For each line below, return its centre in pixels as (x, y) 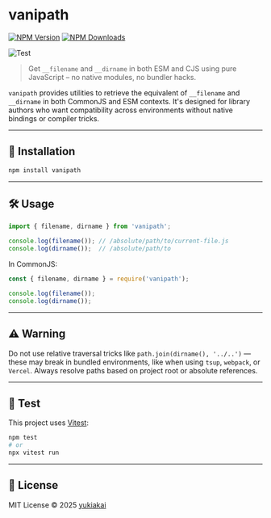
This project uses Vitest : (48, 423)
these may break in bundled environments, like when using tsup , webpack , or (134, 362)
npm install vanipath (45, 170)
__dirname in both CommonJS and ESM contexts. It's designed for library (129, 101)
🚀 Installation (42, 152)
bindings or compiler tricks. (54, 118)
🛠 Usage (31, 204)
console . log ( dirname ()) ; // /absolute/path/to (90, 249)
